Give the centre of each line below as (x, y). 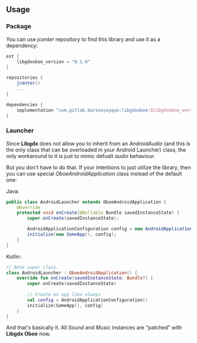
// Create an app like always (64, 295)
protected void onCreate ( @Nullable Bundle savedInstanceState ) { (98, 213)
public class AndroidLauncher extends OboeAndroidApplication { (86, 202)
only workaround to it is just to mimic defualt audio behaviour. (81, 156)
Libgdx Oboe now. (28, 334)
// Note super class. (33, 267)
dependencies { (25, 105)
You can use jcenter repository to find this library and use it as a (83, 39)
